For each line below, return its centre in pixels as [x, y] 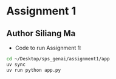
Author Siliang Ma [41, 33]
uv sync [16, 65]
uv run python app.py [34, 70]
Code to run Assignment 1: [48, 48]
